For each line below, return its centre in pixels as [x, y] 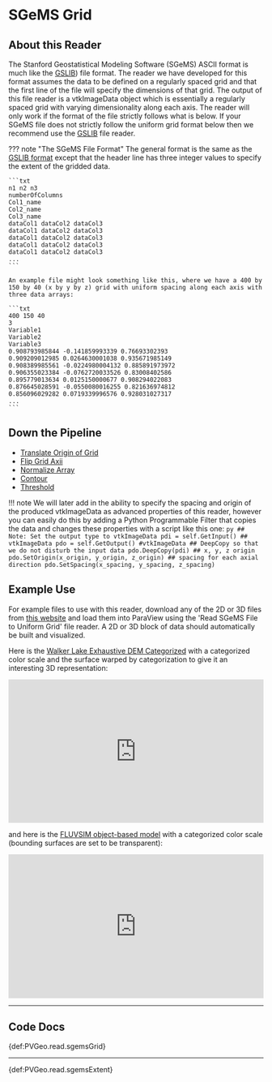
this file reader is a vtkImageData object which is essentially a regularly [127, 99]
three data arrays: [41, 294]
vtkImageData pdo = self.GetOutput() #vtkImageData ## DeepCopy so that [134, 543]
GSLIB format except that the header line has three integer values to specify [135, 157]
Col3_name [25, 217]
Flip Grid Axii [41, 461]
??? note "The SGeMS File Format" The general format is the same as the [130, 149]
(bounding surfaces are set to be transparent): [86, 843]
